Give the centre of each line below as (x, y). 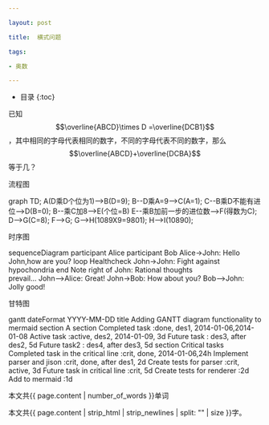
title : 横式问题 (35, 37)
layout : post (30, 22)
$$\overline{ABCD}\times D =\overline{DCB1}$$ (135, 127)
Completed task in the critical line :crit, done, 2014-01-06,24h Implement (128, 354)
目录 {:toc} (37, 97)
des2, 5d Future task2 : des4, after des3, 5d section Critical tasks (116, 345)
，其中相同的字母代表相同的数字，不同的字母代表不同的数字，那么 (117, 140)
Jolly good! (27, 287)
